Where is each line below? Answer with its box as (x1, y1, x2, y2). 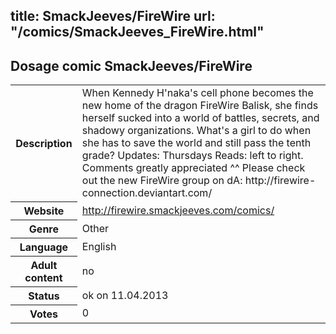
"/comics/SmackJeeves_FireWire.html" (10, 24, 265, 41)
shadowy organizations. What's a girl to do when (81, 124, 312, 138)
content (24, 270, 63, 284)
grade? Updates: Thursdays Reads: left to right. (81, 149, 304, 163)
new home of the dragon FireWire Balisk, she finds (81, 99, 319, 113)
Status (28, 289, 60, 303)
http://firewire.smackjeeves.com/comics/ (81, 203, 275, 217)
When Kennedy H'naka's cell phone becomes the (81, 86, 314, 100)
